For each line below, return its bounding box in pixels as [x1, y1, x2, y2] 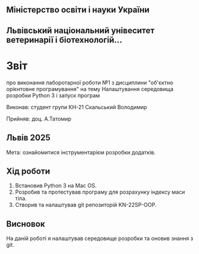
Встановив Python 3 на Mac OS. [14, 182, 97, 189]
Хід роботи [6, 166, 50, 176]
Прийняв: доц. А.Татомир [6, 115, 72, 122]
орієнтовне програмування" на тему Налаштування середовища [6, 85, 174, 92]
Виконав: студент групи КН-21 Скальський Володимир [6, 103, 148, 110]
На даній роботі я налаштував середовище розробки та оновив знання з [6, 235, 194, 242]
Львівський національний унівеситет [6, 25, 155, 36]
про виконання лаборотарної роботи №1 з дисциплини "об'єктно [6, 78, 174, 86]
